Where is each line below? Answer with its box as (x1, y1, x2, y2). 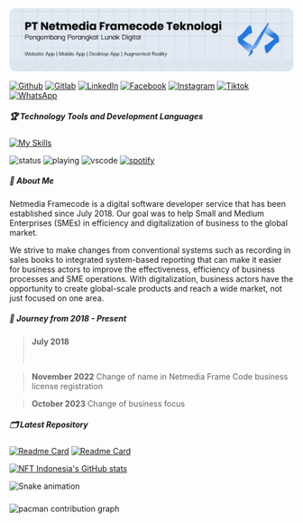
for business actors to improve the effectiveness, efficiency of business (9, 264, 275, 275)
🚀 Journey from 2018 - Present (9, 313, 127, 324)
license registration (31, 380, 104, 391)
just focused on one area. (9, 293, 105, 304)
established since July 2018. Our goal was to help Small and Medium (9, 208, 264, 219)
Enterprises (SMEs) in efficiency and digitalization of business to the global (9, 217, 289, 229)
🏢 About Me (9, 175, 54, 186)
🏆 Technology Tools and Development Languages (9, 111, 204, 122)
